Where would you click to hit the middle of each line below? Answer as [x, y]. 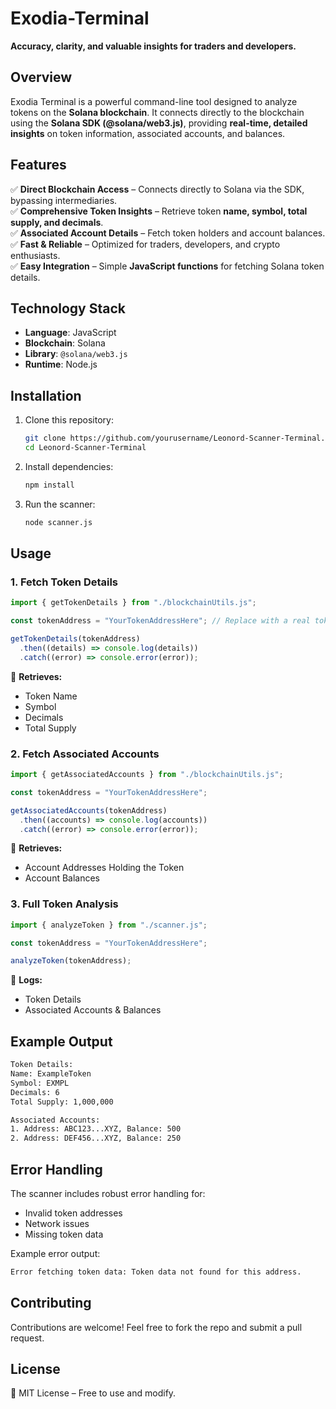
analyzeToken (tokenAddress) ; [71, 961]
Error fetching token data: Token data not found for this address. [156, 1272]
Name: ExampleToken [51, 1074]
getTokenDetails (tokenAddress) [75, 639]
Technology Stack [68, 308]
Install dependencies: [69, 466]
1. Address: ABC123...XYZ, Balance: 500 [96, 1129]
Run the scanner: [60, 504]
